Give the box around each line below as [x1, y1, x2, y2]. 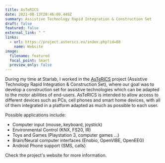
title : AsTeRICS [5, 7, 39, 12]
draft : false [5, 21, 32, 26]
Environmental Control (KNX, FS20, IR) [12, 127, 91, 133]
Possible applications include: [5, 112, 66, 118]
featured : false [5, 26, 39, 31]
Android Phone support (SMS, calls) [12, 143, 86, 149]
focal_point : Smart [9, 58, 50, 63]
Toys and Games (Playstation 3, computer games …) [12, 132, 120, 138]
